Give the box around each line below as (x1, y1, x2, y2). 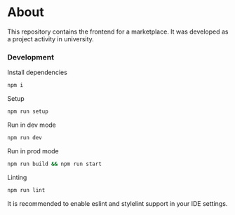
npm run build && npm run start (7, 160, 102, 167)
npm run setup (7, 108, 49, 116)
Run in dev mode (7, 120, 56, 129)
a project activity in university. (7, 34, 95, 43)
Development (7, 52, 55, 62)
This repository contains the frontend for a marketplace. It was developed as (7, 27, 229, 36)
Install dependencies (7, 68, 68, 77)
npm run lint (7, 186, 46, 193)
